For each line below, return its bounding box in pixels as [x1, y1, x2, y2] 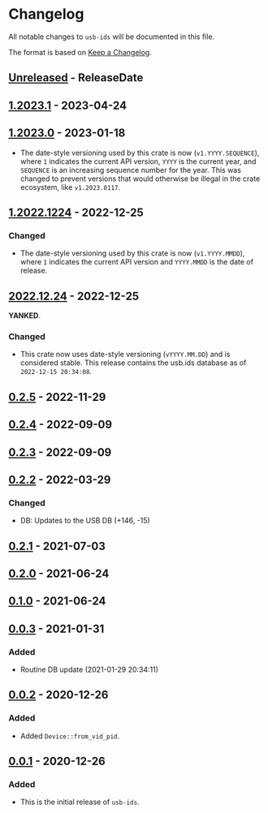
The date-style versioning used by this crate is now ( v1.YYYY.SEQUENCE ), [19, 148, 260, 157]
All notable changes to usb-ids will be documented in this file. [8, 32, 215, 41]
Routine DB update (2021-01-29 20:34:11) [19, 665, 159, 674]
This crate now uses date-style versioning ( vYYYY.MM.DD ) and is [19, 350, 231, 359]
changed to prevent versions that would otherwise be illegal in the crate [19, 174, 261, 183]
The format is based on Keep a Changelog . [8, 47, 152, 57]
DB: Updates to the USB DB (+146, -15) [19, 516, 150, 526]
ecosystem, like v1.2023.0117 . [19, 182, 121, 191]
